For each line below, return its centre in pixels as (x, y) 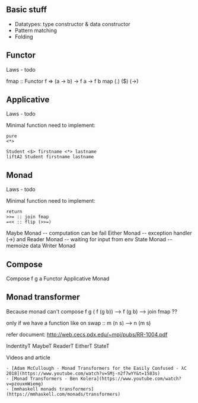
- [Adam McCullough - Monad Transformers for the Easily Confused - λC (96, 368)
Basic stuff (27, 10)
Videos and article (28, 357)
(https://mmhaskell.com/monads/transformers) (63, 394)
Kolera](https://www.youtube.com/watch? (131, 379)
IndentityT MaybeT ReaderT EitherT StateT (58, 346)
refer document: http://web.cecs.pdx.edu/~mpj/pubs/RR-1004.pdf (87, 334)
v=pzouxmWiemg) (25, 384)
